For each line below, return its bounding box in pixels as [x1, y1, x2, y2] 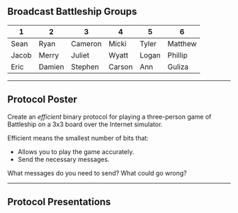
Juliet [70, 50, 90, 60]
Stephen [70, 62, 99, 72]
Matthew [167, 38, 197, 48]
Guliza [167, 62, 189, 72]
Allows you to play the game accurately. [17, 147, 135, 155]
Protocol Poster [7, 94, 78, 106]
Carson [108, 62, 133, 72]
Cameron [70, 38, 102, 48]
